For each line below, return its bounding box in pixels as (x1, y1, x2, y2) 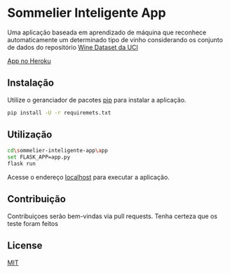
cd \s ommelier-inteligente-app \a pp (7, 147, 109, 154)
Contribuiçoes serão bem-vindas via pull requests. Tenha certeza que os (7, 212, 217, 220)
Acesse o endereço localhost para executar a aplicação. (7, 173, 170, 182)
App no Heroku (7, 56, 51, 65)
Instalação (7, 77, 55, 89)
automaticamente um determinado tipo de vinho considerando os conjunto (7, 35, 223, 44)
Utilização (7, 128, 53, 141)
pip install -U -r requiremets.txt (7, 109, 111, 116)
